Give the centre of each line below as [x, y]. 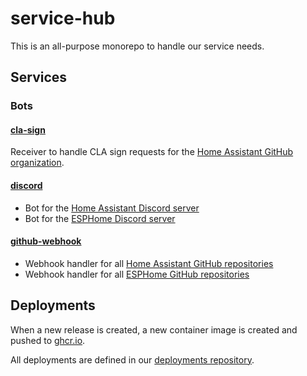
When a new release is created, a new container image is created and [154, 329]
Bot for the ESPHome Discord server [100, 218]
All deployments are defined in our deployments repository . [132, 359]
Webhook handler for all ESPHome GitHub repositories [137, 274]
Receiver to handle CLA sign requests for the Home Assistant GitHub [152, 152]
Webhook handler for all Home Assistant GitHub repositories [149, 263]
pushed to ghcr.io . [48, 340]
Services [39, 77]
